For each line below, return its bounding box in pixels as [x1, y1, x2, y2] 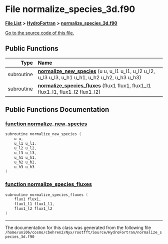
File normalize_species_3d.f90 [5, 4, 135, 15]
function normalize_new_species [5, 120, 87, 127]
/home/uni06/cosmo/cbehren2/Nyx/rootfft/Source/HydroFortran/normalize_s [5, 229, 162, 235]
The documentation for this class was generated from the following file [5, 224, 151, 230]
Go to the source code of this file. [5, 30, 74, 36]
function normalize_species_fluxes [5, 181, 92, 188]
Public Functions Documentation [5, 105, 109, 114]
